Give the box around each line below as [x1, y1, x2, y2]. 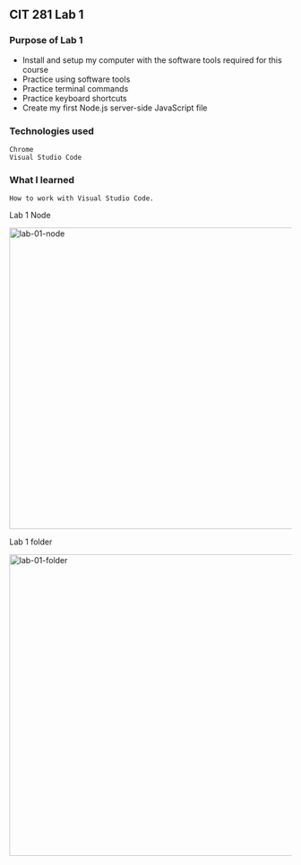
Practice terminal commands [21, 83, 129, 93]
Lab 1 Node [9, 210, 51, 221]
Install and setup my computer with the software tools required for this [21, 54, 282, 66]
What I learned [9, 173, 74, 186]
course [21, 64, 49, 75]
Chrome [9, 145, 34, 154]
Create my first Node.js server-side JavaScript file [21, 102, 208, 113]
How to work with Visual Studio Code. [9, 194, 154, 203]
